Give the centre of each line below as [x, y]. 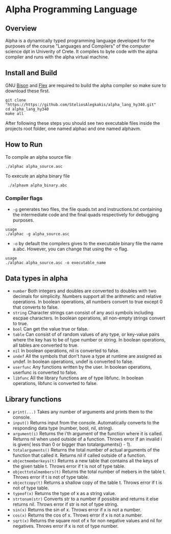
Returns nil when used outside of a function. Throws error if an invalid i [87, 439]
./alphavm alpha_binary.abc [37, 185]
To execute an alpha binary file [38, 176]
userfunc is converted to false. [45, 372]
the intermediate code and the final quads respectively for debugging [86, 215]
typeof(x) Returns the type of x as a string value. [64, 493]
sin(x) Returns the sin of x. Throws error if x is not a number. [77, 509]
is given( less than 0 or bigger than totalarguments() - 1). [72, 444]
